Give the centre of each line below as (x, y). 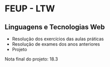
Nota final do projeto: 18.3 (31, 59)
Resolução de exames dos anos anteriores (56, 44)
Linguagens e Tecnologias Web (55, 27)
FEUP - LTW (30, 9)
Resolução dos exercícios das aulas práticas (58, 39)
